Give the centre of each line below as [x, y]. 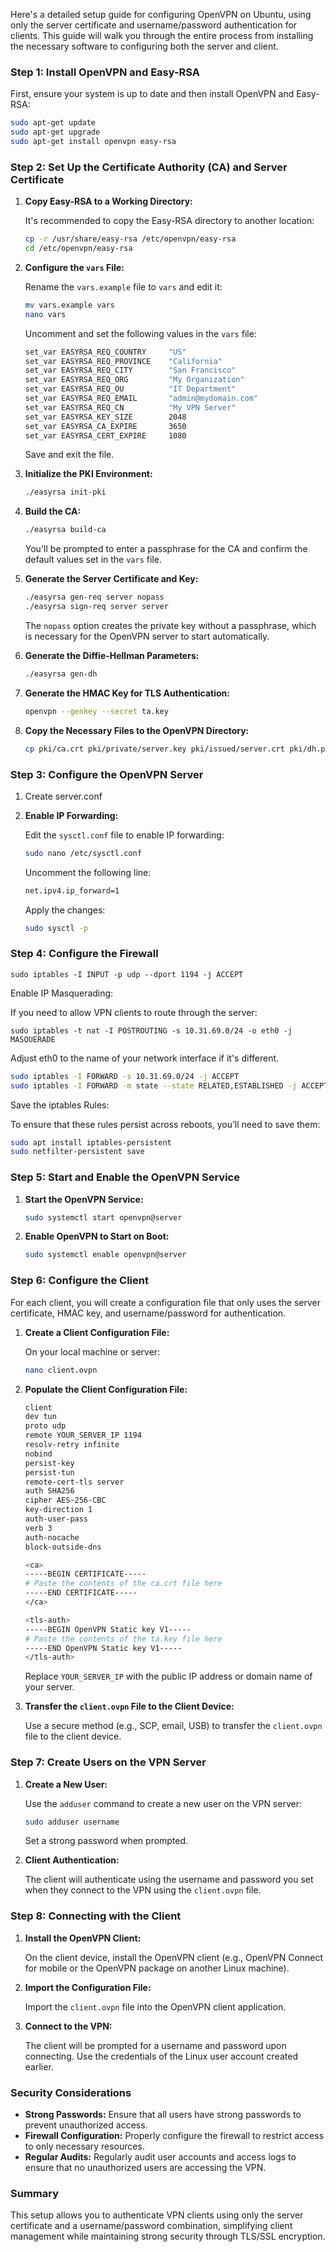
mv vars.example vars [69, 305]
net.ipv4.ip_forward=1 [72, 890]
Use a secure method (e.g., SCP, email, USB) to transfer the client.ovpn [173, 1726]
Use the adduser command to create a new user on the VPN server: [163, 1803]
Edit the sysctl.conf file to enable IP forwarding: [124, 835]
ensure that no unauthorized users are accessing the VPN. [145, 2168]
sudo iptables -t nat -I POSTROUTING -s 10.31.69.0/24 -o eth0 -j [151, 1030]
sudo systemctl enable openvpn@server [105, 1255]
